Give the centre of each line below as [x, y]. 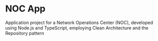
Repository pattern [25, 33]
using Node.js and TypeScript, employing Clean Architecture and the [77, 27]
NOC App [25, 9]
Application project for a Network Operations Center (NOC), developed [79, 22]
